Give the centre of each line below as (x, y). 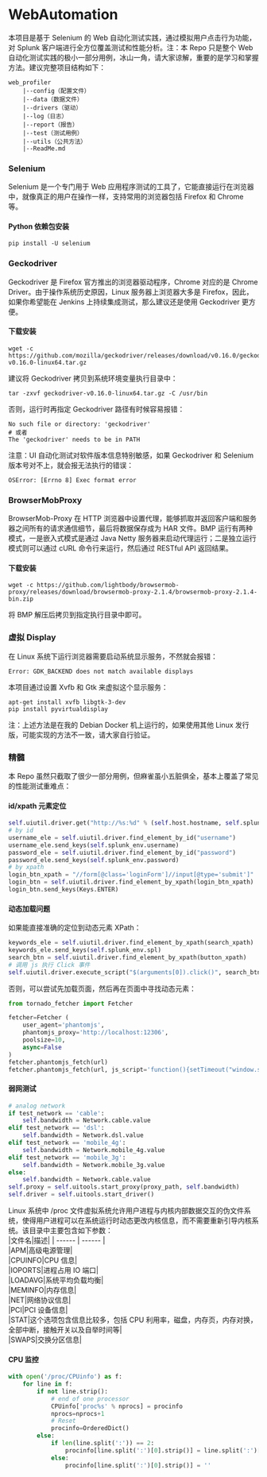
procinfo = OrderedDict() (90, 1429)
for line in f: (48, 1384)
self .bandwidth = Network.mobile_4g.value (94, 1150)
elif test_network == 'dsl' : (56, 1128)
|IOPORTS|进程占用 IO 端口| (54, 1270)
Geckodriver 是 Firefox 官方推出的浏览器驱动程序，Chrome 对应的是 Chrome (133, 282)
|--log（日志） (45, 116)
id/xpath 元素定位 (37, 806)
